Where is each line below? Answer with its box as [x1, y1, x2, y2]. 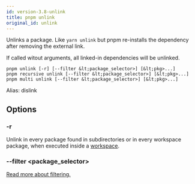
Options [6, 104, 37, 114]
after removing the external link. [6, 43, 85, 50]
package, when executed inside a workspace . [6, 142, 120, 150]
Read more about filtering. [6, 171, 71, 178]
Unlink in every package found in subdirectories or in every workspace [6, 136, 182, 143]
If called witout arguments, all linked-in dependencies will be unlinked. [6, 55, 180, 62]
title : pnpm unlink [6, 14, 55, 20]
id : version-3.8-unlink [6, 8, 66, 15]
